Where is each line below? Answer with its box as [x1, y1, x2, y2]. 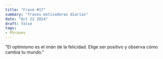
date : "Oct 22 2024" [5, 16, 48, 21]
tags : [5, 26, 16, 31]
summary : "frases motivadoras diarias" [5, 12, 88, 17]
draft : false [5, 21, 32, 26]
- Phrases [5, 30, 26, 35]
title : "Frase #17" [5, 7, 46, 12]
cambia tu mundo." [5, 49, 44, 55]
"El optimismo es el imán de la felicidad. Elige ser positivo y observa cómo [5, 44, 158, 50]
